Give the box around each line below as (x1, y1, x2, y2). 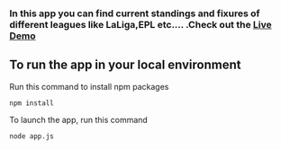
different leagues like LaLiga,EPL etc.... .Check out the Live (9, 18, 272, 31)
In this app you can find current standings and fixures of (9, 7, 260, 20)
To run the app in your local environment (9, 57, 241, 73)
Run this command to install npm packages (9, 81, 169, 92)
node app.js (9, 131, 54, 141)
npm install (9, 98, 54, 108)
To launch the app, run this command (9, 114, 149, 125)
